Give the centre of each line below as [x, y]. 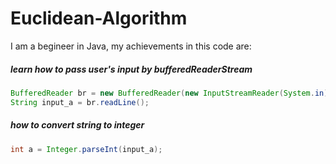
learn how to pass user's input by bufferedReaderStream [131, 69]
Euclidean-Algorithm [99, 18]
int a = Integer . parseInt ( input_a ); [86, 149]
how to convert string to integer [77, 125]
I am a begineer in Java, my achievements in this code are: [131, 46]
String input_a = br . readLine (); [80, 102]
